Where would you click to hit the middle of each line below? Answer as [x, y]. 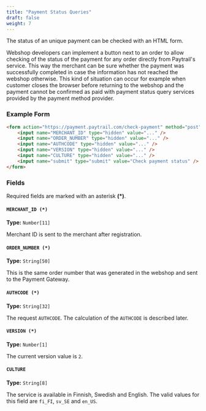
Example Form [28, 114]
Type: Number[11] [29, 223]
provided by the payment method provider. [60, 98]
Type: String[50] [29, 261]
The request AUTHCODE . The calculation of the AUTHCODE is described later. [97, 318]
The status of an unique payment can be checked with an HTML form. [95, 41]
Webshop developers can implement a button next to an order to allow [95, 53]
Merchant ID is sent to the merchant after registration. [74, 234]
